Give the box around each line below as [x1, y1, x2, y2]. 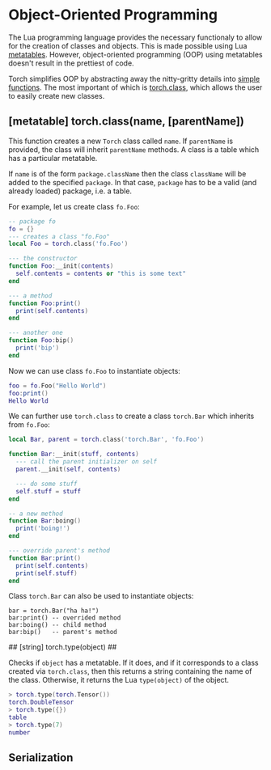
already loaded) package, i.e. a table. [8, 186, 132, 196]
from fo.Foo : [8, 420, 50, 429]
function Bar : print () [8, 554, 82, 562]
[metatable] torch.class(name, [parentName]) [8, 115, 244, 129]
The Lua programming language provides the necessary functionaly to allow [8, 32, 263, 42]
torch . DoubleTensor [8, 698, 74, 707]
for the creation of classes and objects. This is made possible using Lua [8, 40, 248, 50]
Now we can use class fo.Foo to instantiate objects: [8, 366, 180, 375]
